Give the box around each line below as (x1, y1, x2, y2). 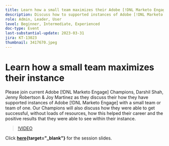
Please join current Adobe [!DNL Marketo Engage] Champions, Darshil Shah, (5, 89, 163, 95)
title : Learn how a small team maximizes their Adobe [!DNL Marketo (5, 7, 152, 13)
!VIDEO (17, 125, 33, 131)
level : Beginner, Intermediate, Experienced (5, 21, 100, 27)
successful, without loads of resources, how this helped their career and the (5, 110, 163, 116)
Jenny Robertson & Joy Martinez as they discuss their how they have (5, 94, 148, 100)
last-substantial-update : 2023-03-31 (5, 31, 84, 36)
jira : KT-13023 (5, 36, 37, 41)
